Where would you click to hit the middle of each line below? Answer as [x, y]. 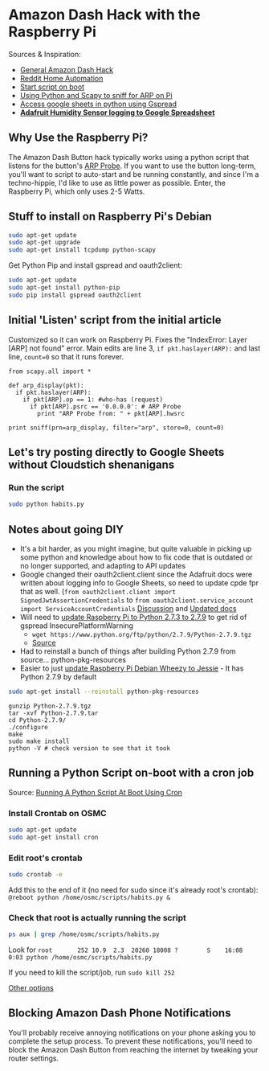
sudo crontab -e [35, 875]
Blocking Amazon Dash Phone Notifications [120, 1014]
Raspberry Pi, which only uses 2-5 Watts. [77, 191]
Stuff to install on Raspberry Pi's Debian [110, 217]
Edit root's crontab [45, 858]
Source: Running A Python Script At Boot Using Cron [96, 792]
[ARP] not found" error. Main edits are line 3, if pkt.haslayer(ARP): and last [134, 348]
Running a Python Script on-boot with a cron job [131, 773]
